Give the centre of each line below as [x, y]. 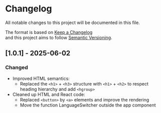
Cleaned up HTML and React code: [49, 94]
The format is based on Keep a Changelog [49, 32]
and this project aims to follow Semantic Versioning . [59, 37]
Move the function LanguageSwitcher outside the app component [88, 105]
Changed [17, 67]
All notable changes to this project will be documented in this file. [73, 22]
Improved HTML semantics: [41, 78]
